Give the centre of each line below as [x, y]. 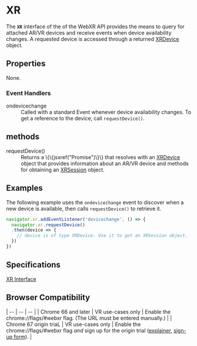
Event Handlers [29, 93]
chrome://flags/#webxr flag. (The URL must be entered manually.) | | [89, 318]
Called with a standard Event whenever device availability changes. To [106, 112]
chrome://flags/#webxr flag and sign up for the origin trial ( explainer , [89, 330]
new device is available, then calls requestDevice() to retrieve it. [84, 209]
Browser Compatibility [48, 298]
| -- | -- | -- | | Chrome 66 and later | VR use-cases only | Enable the [89, 311]
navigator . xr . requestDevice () [48, 225]
